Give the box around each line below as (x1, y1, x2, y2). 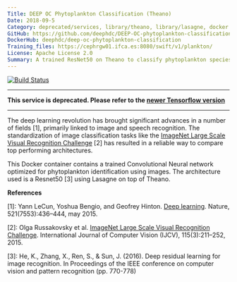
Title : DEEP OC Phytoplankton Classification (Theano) (7, 10, 172, 18)
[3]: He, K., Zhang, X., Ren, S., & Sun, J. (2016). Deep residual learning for (7, 252, 221, 260)
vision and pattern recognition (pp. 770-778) (7, 266, 136, 275)
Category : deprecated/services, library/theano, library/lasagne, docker (7, 23, 229, 30)
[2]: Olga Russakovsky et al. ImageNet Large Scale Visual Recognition (7, 223, 210, 231)
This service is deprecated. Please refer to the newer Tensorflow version (7, 96, 226, 104)
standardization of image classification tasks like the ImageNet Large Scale (7, 131, 226, 140)
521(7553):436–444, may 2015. (7, 209, 98, 218)
